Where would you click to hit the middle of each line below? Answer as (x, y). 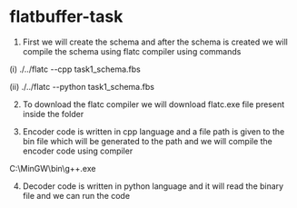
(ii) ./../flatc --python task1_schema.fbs (82, 86)
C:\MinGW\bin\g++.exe (53, 168)
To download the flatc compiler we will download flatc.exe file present (153, 104)
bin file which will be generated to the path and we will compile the (147, 141)
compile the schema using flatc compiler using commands (132, 51)
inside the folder (53, 114)
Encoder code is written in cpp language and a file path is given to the (153, 131)
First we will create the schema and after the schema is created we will (155, 42)
